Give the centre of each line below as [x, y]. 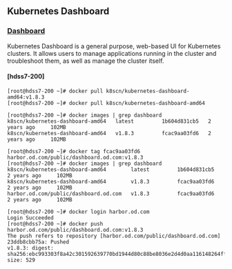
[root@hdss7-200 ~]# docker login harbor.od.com [78, 212]
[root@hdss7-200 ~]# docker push [55, 223]
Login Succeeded [30, 218]
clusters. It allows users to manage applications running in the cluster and [112, 53]
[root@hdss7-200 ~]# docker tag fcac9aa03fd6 [74, 151]
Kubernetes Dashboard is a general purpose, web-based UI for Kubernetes [114, 46]
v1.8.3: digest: [30, 248]
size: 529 [21, 260]
